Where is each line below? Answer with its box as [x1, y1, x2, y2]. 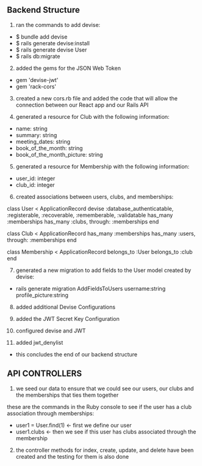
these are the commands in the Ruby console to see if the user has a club [7, 403, 192, 410]
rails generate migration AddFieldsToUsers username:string [15, 285, 166, 292]
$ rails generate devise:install [15, 39, 90, 47]
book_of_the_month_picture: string [15, 151, 103, 158]
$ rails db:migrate [15, 52, 60, 60]
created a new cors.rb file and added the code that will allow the [15, 94, 178, 102]
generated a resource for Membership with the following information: [15, 162, 190, 170]
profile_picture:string [15, 291, 69, 299]
